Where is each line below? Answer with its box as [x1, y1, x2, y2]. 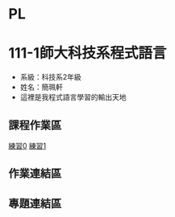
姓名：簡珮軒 [19, 82, 63, 92]
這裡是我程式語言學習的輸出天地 [19, 92, 127, 102]
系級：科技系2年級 [19, 72, 82, 82]
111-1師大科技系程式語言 [8, 44, 167, 63]
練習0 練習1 [8, 141, 47, 150]
